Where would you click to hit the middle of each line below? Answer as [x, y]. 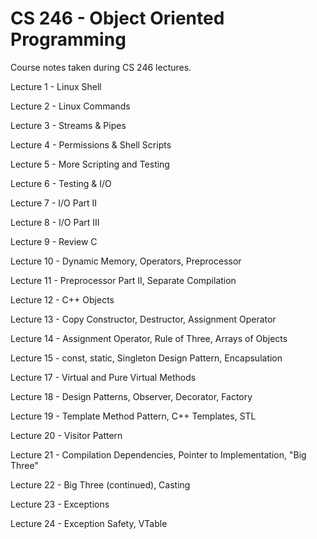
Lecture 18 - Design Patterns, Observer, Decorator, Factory [131, 396]
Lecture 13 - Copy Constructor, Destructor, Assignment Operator [143, 319]
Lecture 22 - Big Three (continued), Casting [100, 484]
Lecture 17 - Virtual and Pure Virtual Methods [103, 377]
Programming [68, 39]
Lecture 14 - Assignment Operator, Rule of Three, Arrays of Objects [149, 338]
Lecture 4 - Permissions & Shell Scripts [91, 144]
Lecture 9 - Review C [54, 241]
